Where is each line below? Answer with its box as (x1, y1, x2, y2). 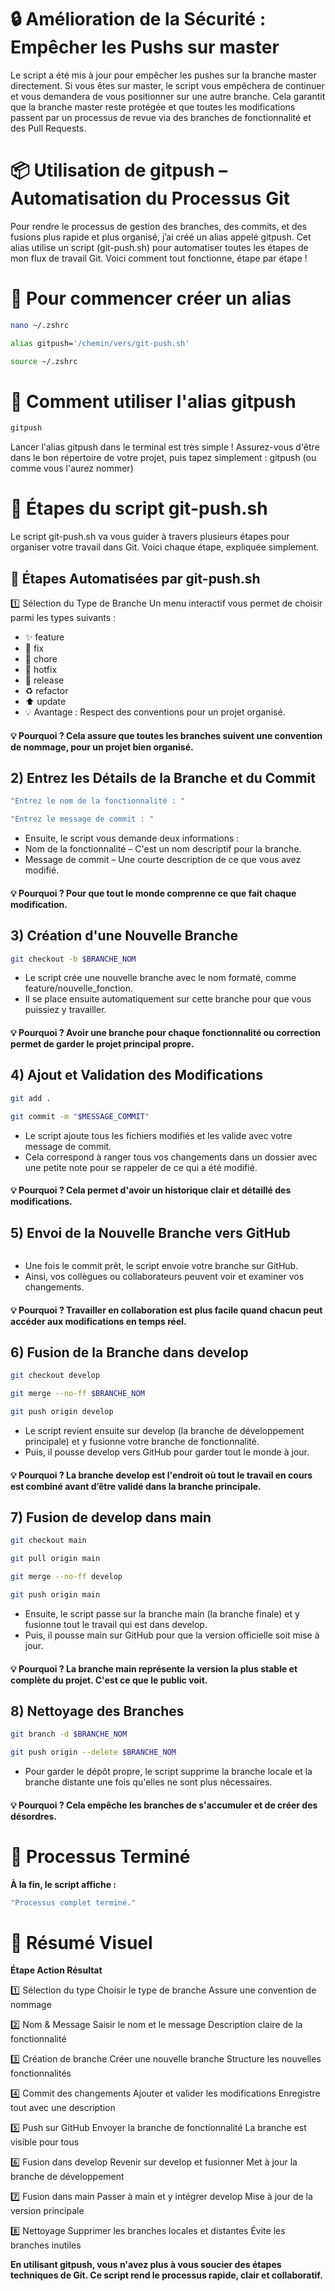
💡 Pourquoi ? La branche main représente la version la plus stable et (10, 1662, 298, 1675)
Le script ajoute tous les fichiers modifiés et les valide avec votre (24, 1129, 293, 1141)
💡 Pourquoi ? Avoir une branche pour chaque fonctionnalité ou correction (10, 1027, 321, 1039)
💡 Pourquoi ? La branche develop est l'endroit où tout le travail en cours (10, 1469, 313, 1481)
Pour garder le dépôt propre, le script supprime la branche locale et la (24, 1766, 313, 1778)
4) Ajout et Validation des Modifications (10, 1067, 263, 1084)
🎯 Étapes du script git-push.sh (10, 497, 268, 520)
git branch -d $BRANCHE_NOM (10, 1729, 128, 1740)
